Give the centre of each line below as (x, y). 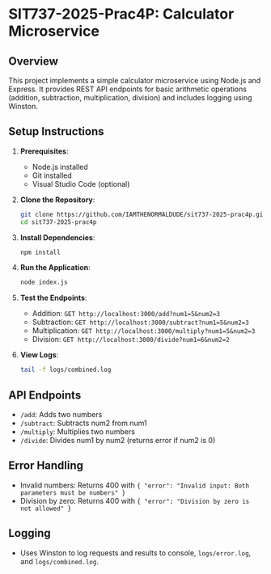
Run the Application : (55, 268)
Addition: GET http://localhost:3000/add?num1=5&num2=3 (126, 314)
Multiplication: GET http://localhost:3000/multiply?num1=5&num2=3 (144, 331)
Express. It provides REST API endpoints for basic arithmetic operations (127, 89)
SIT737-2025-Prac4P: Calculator (121, 14)
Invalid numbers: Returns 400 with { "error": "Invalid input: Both (134, 485)
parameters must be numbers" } (73, 493)
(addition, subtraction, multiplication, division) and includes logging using (130, 97)
